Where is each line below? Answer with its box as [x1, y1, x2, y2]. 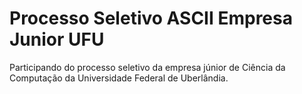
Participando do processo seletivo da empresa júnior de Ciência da [9, 61, 286, 73]
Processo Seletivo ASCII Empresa [9, 7, 293, 30]
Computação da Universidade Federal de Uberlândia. [9, 72, 229, 84]
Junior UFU [9, 28, 105, 51]
